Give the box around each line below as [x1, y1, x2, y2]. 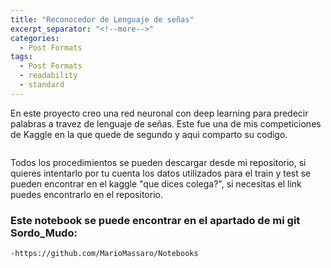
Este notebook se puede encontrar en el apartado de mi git [10, 213, 301, 227]
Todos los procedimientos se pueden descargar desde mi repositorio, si [10, 156, 307, 168]
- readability [19, 71, 78, 81]
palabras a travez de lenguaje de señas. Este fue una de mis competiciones [10, 117, 322, 130]
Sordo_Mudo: [10, 226, 78, 240]
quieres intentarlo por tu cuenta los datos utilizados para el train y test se [10, 167, 312, 179]
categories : [10, 33, 60, 43]
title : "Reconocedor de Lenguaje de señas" [10, 14, 195, 25]
